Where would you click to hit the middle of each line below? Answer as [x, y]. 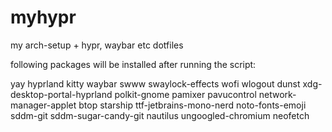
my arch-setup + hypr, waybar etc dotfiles [97, 45]
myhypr [43, 17]
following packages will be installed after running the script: [133, 64]
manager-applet [43, 105]
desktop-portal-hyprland [61, 94]
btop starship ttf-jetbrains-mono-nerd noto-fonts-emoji [192, 105]
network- [277, 94]
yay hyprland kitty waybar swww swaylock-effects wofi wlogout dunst [155, 83]
